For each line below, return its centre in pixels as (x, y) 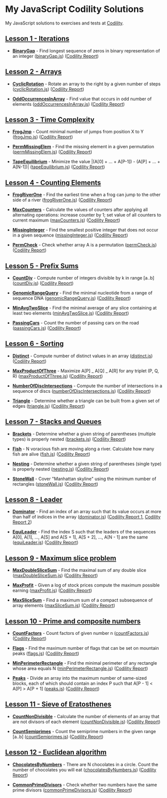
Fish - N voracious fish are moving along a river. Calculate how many (83, 449)
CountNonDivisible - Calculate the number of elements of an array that (86, 716)
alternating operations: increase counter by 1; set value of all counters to (87, 215)
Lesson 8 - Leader (34, 500)
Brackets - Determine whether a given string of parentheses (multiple (84, 434)
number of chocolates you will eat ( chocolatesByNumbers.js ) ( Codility (84, 770)
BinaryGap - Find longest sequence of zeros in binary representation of (86, 50)
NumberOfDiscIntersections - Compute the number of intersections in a (87, 386)
